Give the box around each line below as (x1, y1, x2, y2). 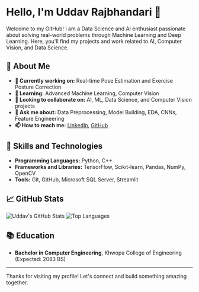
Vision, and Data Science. (6, 44, 69, 51)
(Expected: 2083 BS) (14, 256, 66, 263)
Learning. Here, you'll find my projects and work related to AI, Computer (6, 37, 182, 45)
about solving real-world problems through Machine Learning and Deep (6, 31, 182, 38)
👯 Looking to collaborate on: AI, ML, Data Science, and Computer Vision (14, 96, 192, 103)
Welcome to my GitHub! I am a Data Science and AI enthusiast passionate (6, 25, 186, 32)
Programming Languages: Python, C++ (14, 157, 113, 164)
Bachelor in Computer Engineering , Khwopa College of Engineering (14, 249, 182, 256)
